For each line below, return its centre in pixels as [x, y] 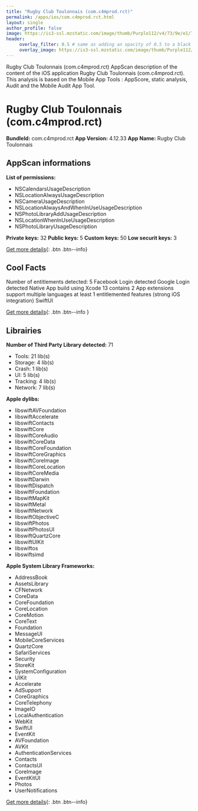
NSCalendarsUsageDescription [52, 189]
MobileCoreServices [39, 640]
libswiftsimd [29, 554]
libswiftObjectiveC [37, 517]
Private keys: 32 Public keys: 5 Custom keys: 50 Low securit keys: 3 [91, 238]
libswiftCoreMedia [37, 473]
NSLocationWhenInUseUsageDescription [65, 220]
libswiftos [26, 549]
